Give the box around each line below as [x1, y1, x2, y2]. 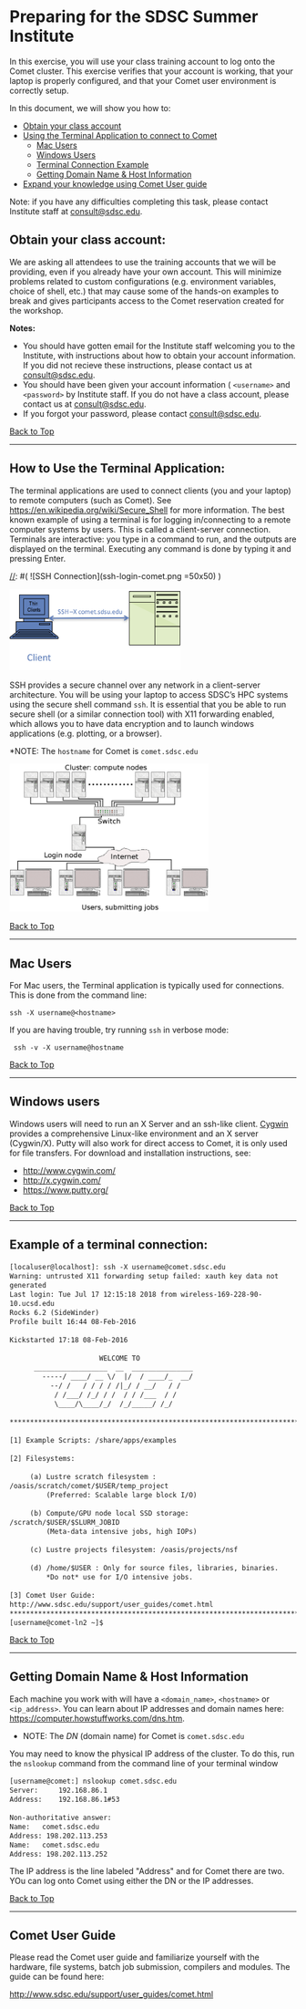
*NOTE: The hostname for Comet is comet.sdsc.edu [9, 745, 199, 756]
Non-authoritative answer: [9, 1813, 112, 1822]
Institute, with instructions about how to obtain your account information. [22, 349, 296, 361]
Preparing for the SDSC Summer [9, 6, 259, 27]
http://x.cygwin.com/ [22, 1175, 102, 1186]
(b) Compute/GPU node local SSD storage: [29, 1508, 189, 1517]
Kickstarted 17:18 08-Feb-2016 [9, 1335, 128, 1344]
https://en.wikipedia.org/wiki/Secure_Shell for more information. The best [9, 504, 285, 515]
